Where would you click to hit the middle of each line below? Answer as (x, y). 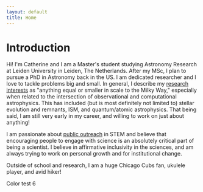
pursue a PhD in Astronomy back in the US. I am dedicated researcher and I (101, 77)
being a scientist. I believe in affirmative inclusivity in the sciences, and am (100, 147)
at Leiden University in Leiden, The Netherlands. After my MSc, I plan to (96, 71)
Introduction (38, 48)
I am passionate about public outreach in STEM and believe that (86, 134)
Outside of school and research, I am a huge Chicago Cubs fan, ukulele (96, 165)
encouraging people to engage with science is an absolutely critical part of (100, 141)
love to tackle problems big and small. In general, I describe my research (98, 84)
